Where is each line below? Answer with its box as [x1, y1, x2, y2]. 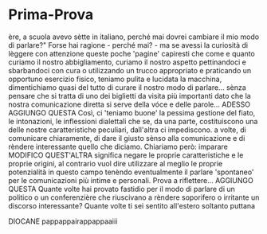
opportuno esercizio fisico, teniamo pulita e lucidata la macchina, [8, 74, 222, 84]
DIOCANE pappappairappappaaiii [8, 216, 118, 226]
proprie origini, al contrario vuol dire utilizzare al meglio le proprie [8, 158, 223, 168]
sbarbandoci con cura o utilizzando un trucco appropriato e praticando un [8, 65, 252, 75]
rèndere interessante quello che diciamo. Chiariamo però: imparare [8, 142, 229, 151]
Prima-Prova [8, 6, 94, 24]
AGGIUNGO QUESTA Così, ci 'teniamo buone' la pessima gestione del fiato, [8, 107, 256, 117]
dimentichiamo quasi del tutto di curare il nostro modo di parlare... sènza [8, 82, 247, 92]
